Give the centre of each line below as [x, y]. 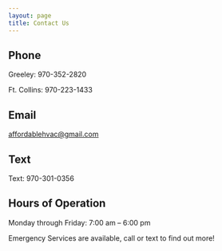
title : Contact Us [39, 23]
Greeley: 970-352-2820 [48, 75]
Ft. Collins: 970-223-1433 [51, 90]
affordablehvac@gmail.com [54, 134]
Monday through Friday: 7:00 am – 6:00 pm [79, 222]
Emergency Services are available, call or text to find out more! [112, 238]
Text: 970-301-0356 [41, 178]
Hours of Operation [57, 204]
